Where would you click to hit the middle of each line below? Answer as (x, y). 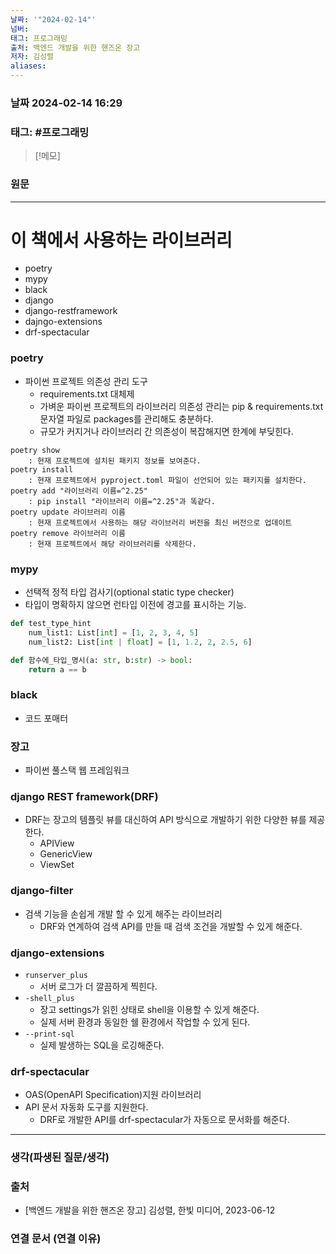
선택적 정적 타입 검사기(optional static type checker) (129, 592)
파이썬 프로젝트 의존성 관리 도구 (86, 381)
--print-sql (49, 1034)
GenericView (66, 854)
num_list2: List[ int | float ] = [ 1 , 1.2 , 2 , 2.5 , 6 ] (140, 642)
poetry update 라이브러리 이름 (68, 512)
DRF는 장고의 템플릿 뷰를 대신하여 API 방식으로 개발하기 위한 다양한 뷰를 (165, 820)
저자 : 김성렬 (32, 57)
